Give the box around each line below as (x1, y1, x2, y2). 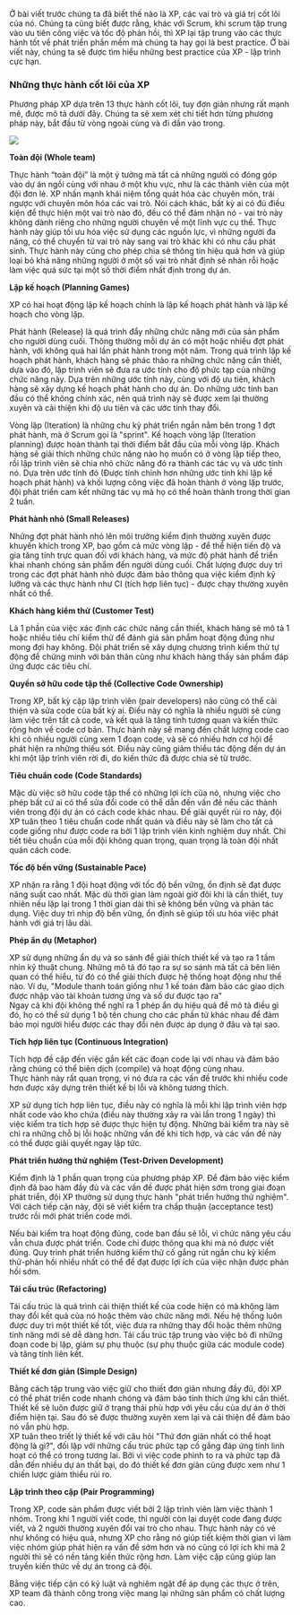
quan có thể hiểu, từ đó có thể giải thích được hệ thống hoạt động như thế (9, 971, 282, 982)
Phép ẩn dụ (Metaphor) (9, 935, 98, 946)
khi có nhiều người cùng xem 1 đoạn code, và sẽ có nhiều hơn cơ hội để (9, 734, 273, 744)
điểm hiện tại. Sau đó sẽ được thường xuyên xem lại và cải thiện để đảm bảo (9, 1412, 291, 1423)
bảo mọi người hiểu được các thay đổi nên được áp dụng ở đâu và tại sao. (9, 1019, 280, 1030)
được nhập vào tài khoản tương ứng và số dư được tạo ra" (9, 991, 222, 1002)
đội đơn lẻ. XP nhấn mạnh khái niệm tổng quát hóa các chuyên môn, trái (9, 188, 275, 199)
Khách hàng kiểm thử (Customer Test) (9, 605, 155, 616)
